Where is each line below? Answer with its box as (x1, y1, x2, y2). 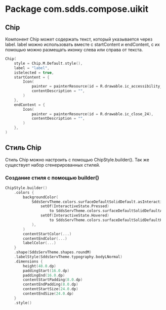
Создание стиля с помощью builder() (5, 174, 99, 181)
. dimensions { (14, 259, 43, 264)
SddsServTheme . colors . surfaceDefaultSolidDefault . (31, 199, 138, 204)
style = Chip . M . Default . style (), (14, 61, 83, 66)
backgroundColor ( (23, 194, 58, 200)
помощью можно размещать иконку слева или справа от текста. (5, 47, 143, 52)
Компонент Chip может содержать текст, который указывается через (5, 36, 153, 42)
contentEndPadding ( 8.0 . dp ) (23, 282, 79, 287)
